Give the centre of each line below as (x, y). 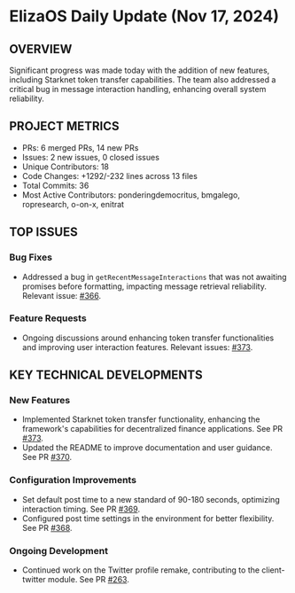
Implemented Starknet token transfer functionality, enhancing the (141, 419)
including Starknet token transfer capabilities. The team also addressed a (143, 80)
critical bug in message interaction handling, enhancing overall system (138, 89)
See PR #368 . (47, 527)
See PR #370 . (47, 457)
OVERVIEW (41, 49)
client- (273, 570)
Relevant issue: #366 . (62, 295)
